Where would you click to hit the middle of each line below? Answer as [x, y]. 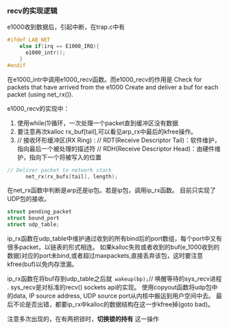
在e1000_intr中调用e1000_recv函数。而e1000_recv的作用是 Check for [105, 79]
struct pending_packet [39, 212]
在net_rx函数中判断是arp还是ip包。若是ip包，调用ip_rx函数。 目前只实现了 [111, 190]
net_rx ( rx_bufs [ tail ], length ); [71, 176]
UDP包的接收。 [28, 199]
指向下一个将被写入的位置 [65, 157]
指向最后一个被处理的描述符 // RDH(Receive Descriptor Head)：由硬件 [116, 148]
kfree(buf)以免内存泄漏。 [43, 264]
